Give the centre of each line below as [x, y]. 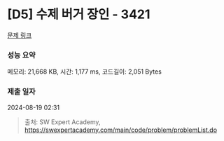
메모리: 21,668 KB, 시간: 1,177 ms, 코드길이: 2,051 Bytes [85, 72]
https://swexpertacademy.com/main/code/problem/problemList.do [121, 130]
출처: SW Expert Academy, [62, 122]
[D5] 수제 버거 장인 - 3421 [79, 14]
